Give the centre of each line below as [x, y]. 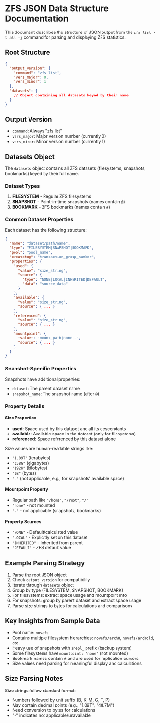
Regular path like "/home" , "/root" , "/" [50, 500]
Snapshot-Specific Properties [41, 369]
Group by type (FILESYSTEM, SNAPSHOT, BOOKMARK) [68, 590]
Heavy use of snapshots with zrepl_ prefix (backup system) [72, 648]
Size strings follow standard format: [40, 690]
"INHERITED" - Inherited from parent [47, 543]
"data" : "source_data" [45, 284]
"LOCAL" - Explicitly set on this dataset [50, 538]
